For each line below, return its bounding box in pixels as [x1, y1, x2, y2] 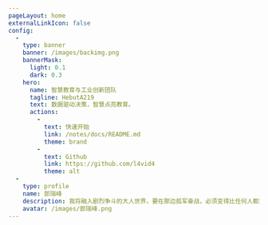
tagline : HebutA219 [29, 93, 94, 101]
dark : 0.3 [29, 71, 62, 79]
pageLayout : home [8, 11, 66, 20]
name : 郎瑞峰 [22, 189, 62, 198]
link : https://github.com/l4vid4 [43, 160, 156, 168]
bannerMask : [22, 57, 62, 65]
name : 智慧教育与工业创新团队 [29, 85, 117, 94]
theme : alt [43, 168, 81, 176]
